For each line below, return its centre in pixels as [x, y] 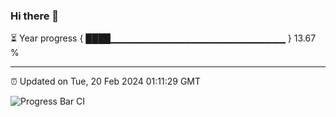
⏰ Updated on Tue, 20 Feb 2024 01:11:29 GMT [106, 81]
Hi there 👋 [35, 16]
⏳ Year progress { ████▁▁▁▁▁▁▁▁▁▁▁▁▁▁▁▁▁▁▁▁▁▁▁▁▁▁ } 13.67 [163, 38]
